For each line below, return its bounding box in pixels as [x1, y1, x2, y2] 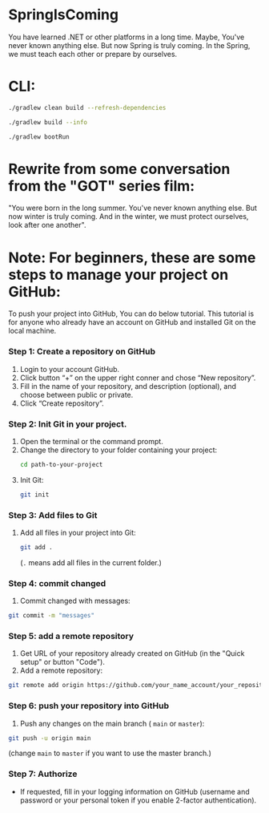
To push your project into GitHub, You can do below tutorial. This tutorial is [8, 309, 255, 318]
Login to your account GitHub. [19, 364, 120, 374]
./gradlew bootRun [8, 132, 70, 141]
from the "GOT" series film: [8, 176, 195, 195]
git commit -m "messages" [8, 612, 94, 620]
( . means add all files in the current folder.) [19, 557, 163, 567]
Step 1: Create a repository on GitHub [8, 346, 156, 358]
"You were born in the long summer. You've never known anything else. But [8, 203, 258, 213]
